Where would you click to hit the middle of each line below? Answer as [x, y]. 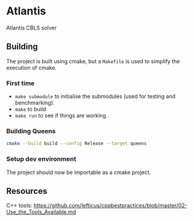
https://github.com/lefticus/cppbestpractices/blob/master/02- [111, 205]
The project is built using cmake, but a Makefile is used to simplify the [93, 61]
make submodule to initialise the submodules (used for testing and [95, 96]
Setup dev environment [41, 159]
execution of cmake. [32, 67]
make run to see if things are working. [61, 116]
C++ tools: [19, 205]
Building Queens [31, 131]
